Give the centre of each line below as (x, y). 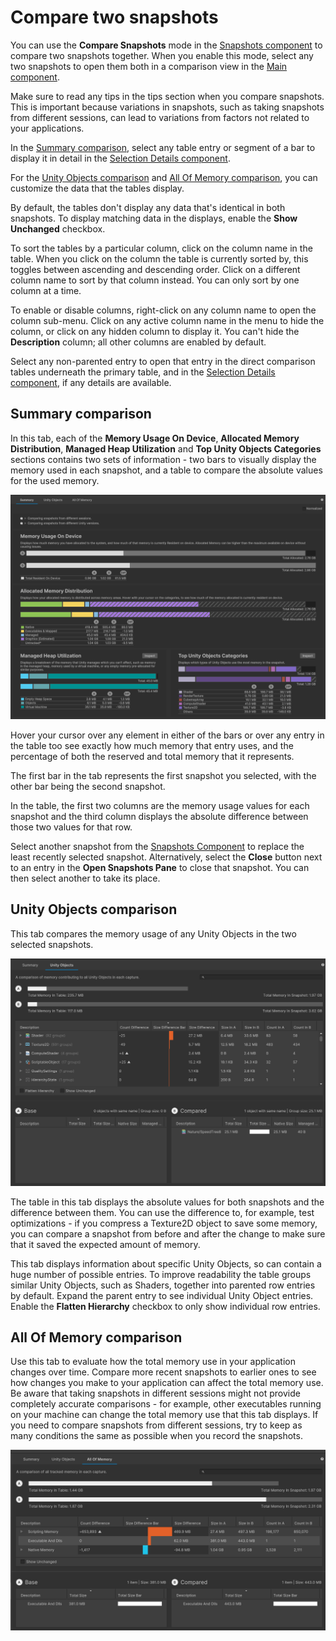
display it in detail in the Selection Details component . (120, 158)
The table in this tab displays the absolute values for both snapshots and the (167, 1202)
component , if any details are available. (91, 382)
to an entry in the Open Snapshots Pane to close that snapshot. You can (160, 868)
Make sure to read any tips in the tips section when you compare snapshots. (167, 96)
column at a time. (46, 290)
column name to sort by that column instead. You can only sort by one (155, 280)
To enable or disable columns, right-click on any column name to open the (163, 310)
